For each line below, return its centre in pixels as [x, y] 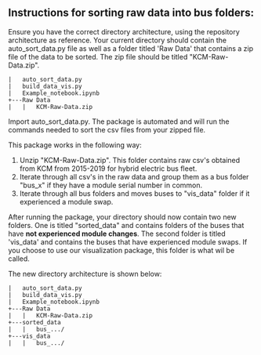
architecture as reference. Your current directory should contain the [118, 40]
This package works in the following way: [75, 145]
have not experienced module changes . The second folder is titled [117, 234]
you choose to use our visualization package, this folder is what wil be [121, 250]
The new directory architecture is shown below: [85, 273]
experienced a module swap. [66, 201]
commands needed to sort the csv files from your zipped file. [107, 129]
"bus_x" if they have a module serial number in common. [111, 185]
